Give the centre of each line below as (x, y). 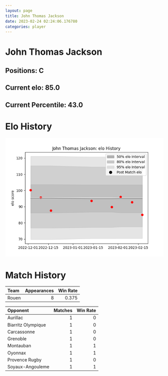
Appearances (39, 290)
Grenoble (17, 339)
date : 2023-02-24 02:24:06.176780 (41, 21)
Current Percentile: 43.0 (44, 105)
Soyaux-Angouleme (28, 367)
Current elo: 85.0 (33, 88)
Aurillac (15, 318)
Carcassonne (21, 332)
